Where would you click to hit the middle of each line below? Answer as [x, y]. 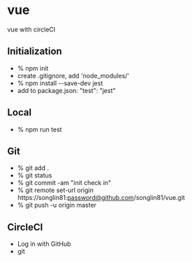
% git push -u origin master [57, 205]
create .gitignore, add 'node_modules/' [73, 75]
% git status [35, 175]
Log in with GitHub [44, 244]
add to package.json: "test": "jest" [66, 90]
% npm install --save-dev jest [60, 83]
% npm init [33, 68]
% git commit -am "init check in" [64, 183]
